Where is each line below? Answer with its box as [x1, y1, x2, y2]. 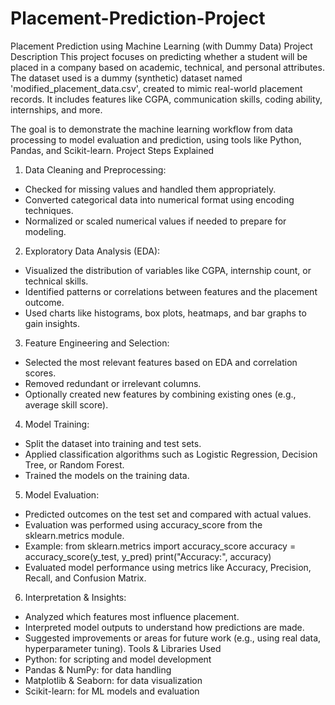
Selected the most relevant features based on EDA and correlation [24, 356, 298, 368]
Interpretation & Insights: [24, 591, 127, 603]
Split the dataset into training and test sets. [24, 437, 202, 449]
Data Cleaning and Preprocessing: [24, 163, 167, 176]
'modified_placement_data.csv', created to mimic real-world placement [10, 82, 303, 94]
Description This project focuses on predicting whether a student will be [10, 50, 308, 62]
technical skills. [24, 275, 89, 287]
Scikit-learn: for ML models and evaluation [24, 685, 200, 697]
